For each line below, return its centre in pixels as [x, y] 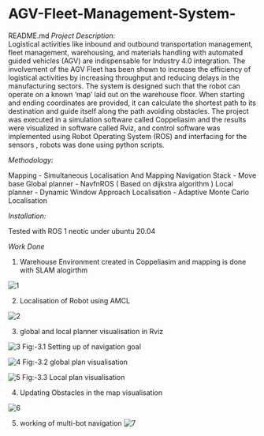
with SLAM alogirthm [54, 270]
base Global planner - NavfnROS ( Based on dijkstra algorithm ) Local [121, 183]
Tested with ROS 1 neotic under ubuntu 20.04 [82, 231]
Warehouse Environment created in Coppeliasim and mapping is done [133, 261]
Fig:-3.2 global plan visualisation [75, 362]
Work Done [26, 246]
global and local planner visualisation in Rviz [91, 331]
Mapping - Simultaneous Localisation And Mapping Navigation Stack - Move [132, 175]
